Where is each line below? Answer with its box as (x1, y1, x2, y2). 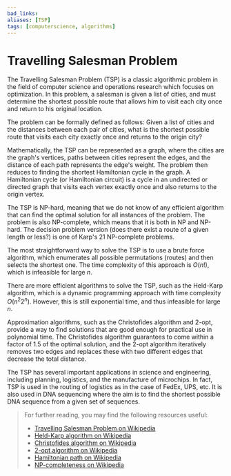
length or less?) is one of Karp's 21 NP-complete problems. (7, 232, 174, 241)
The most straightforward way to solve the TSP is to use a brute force (7, 246, 205, 255)
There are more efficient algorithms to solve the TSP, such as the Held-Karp (7, 281, 223, 290)
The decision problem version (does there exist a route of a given (23, 226, 209, 234)
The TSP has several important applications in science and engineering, (7, 368, 212, 376)
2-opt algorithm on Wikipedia (34, 446, 118, 454)
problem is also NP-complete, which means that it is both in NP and (7, 218, 199, 226)
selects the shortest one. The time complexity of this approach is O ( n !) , (7, 261, 210, 269)
